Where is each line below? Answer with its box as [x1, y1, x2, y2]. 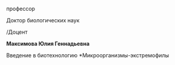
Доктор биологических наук [6, 17, 80, 23]
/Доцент [6, 28, 28, 36]
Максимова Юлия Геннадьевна [6, 40, 90, 47]
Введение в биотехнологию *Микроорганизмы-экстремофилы [6, 52, 169, 59]
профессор [6, 5, 35, 12]
